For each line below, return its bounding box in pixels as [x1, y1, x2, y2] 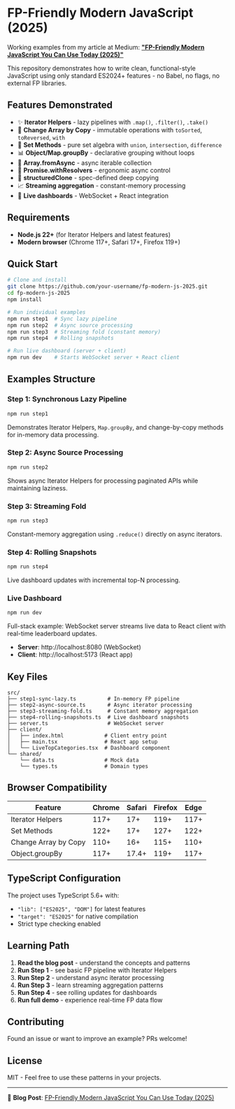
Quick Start [7, 258, 58, 270]
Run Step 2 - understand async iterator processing [17, 973, 164, 981]
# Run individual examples [7, 308, 86, 316]
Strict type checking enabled [17, 919, 101, 928]
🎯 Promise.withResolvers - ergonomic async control [17, 166, 171, 174]
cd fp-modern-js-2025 [7, 289, 71, 297]
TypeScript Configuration [7, 872, 121, 884]
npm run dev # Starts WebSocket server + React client [7, 354, 180, 361]
